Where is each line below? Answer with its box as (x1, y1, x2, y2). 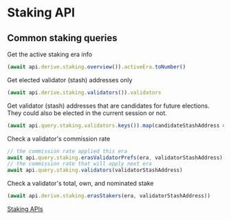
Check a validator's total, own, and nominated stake (7, 180, 154, 188)
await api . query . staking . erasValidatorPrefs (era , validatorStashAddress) (7, 154, 223, 161)
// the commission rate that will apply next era (7, 160, 153, 167)
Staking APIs (7, 205, 43, 213)
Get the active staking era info (7, 50, 93, 58)
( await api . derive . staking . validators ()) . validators (7, 89, 162, 96)
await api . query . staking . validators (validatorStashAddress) (7, 167, 184, 174)
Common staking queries (7, 32, 118, 44)
